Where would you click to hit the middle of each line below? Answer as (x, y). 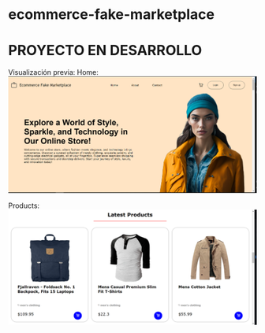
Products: (24, 205)
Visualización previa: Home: (53, 72)
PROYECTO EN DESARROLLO (105, 51)
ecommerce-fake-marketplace (112, 15)
